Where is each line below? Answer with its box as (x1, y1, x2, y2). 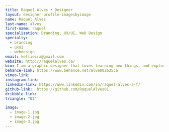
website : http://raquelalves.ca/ (5, 59, 75, 64)
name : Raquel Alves (5, 17, 46, 22)
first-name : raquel (5, 26, 46, 31)
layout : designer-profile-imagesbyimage (5, 12, 92, 17)
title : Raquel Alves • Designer (5, 7, 73, 13)
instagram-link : (5, 77, 39, 82)
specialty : (5, 36, 28, 41)
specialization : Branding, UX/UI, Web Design (5, 31, 102, 36)
